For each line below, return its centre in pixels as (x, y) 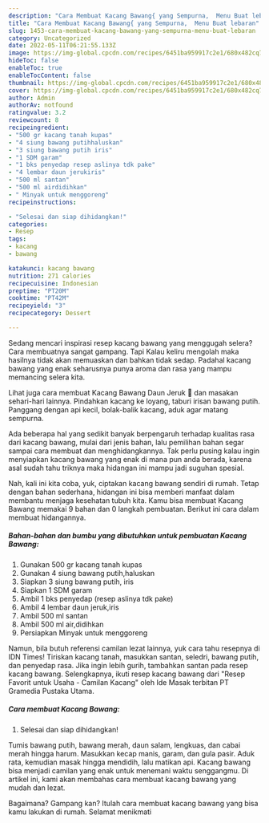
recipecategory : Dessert (50, 314)
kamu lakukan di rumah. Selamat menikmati (80, 812)
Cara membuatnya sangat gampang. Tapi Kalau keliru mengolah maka (124, 351)
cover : (19, 90)
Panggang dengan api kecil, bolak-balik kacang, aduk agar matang (118, 409)
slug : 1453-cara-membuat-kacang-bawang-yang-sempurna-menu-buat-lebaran (132, 30)
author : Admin (32, 98)
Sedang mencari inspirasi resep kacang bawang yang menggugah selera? (130, 343)
